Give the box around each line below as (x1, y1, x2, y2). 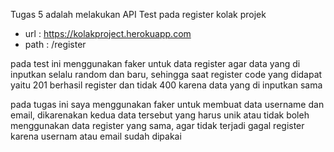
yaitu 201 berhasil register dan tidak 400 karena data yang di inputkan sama (10, 79, 323, 91)
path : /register (24, 39, 87, 50)
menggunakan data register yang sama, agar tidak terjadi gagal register (10, 120, 305, 131)
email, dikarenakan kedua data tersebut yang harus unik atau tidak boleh (10, 109, 310, 121)
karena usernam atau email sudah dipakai (10, 130, 182, 142)
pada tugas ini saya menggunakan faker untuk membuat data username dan (10, 99, 325, 110)
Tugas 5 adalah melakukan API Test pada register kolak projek (10, 9, 267, 20)
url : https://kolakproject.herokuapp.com (24, 28, 192, 39)
